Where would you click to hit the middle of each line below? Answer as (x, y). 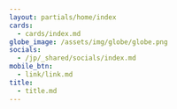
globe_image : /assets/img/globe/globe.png (88, 42)
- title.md (37, 91)
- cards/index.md (49, 33)
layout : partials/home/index (63, 17)
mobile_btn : (31, 67)
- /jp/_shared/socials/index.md (77, 58)
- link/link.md (45, 75)
